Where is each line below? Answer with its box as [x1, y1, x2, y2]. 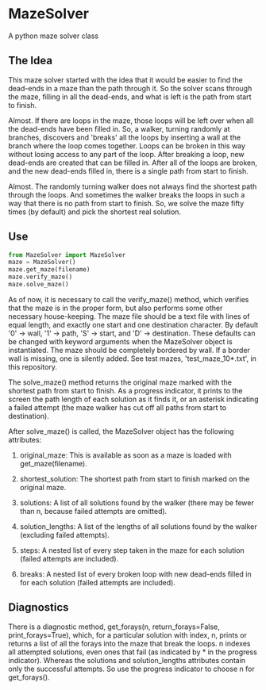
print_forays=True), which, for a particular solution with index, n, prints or [8, 630, 248, 639]
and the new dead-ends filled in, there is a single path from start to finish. [8, 166, 249, 175]
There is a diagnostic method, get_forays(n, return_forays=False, [8, 622, 220, 631]
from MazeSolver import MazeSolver [8, 251, 126, 259]
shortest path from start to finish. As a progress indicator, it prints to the [8, 385, 244, 395]
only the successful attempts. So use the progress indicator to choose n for [8, 664, 256, 673]
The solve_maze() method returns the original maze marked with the [8, 378, 233, 387]
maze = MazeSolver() [8, 259, 77, 266]
